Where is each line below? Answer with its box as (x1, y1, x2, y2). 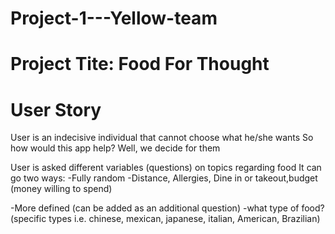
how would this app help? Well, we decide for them (10, 142, 221, 154)
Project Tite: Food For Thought (10, 53, 270, 76)
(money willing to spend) (10, 183, 113, 195)
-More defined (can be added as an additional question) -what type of (10, 202, 300, 214)
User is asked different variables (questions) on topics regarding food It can (10, 162, 322, 174)
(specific (10, 213, 47, 225)
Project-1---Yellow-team (10, 7, 218, 30)
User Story (10, 98, 102, 121)
